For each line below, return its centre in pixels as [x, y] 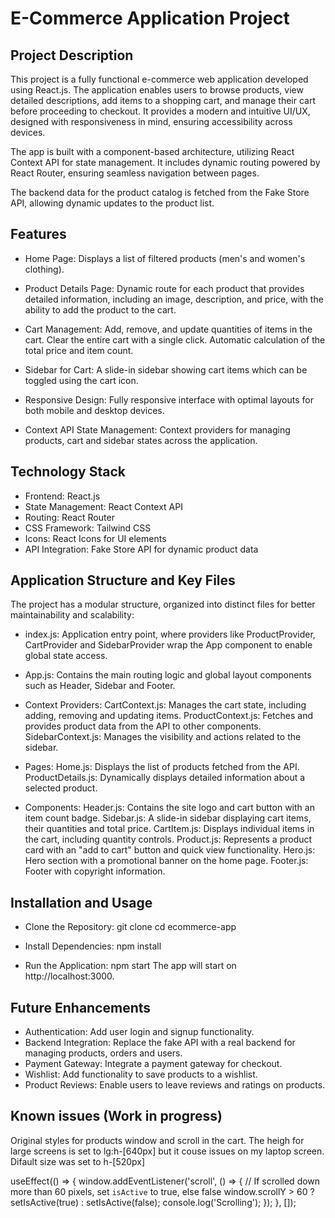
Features [38, 234]
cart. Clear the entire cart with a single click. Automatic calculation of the [175, 339]
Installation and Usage [81, 902]
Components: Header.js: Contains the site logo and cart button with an [169, 808]
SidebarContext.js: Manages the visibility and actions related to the [163, 737]
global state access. [66, 656]
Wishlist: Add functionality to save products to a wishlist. [141, 1074]
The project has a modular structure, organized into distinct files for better [163, 604]
